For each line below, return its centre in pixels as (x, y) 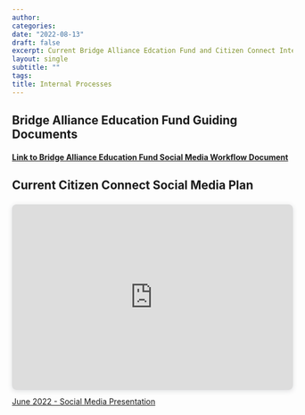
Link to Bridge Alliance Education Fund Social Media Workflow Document (150, 157)
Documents (45, 135)
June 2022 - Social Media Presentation (84, 402)
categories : (34, 26)
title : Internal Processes (62, 84)
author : (26, 17)
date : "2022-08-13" (48, 34)
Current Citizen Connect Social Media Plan (133, 185)
